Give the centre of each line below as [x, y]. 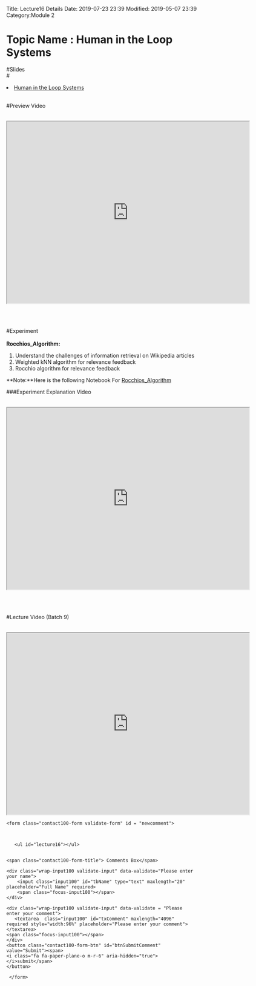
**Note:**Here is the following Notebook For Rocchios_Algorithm [89, 380]
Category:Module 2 [30, 15]
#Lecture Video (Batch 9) [38, 617]
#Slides [16, 69]
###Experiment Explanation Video [49, 392]
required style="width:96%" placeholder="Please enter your [84, 924]
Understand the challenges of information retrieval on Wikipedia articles [105, 355]
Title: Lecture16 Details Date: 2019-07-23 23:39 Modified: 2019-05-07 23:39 [102, 9]
